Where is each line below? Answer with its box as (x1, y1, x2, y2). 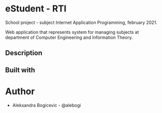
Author (5, 86, 35, 97)
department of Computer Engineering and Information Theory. (5, 34, 133, 40)
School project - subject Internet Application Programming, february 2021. (5, 19, 158, 25)
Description (5, 49, 42, 57)
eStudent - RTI (5, 3, 67, 14)
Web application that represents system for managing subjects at (5, 29, 139, 35)
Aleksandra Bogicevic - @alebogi (12, 102, 81, 108)
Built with (5, 66, 35, 74)
